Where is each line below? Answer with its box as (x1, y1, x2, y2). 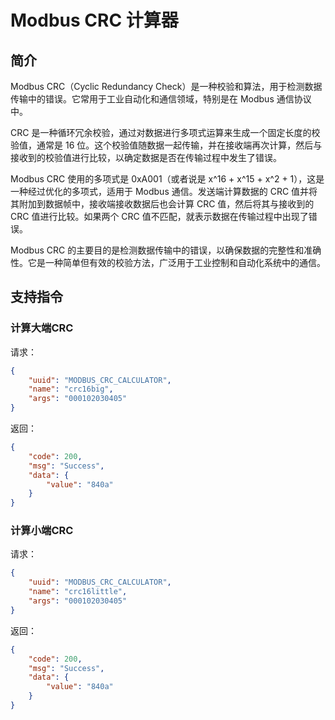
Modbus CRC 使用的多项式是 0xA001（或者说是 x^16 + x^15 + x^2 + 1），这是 (10, 173, 325, 185)
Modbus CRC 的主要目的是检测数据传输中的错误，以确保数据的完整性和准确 (10, 244, 322, 256)
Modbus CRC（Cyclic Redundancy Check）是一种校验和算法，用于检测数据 (10, 81, 323, 92)
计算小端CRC (10, 524, 74, 538)
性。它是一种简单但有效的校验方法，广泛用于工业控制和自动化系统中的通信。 (10, 257, 326, 268)
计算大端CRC (10, 321, 74, 335)
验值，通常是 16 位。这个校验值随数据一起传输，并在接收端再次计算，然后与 (10, 139, 323, 151)
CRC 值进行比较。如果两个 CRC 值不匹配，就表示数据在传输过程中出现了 (10, 211, 309, 222)
